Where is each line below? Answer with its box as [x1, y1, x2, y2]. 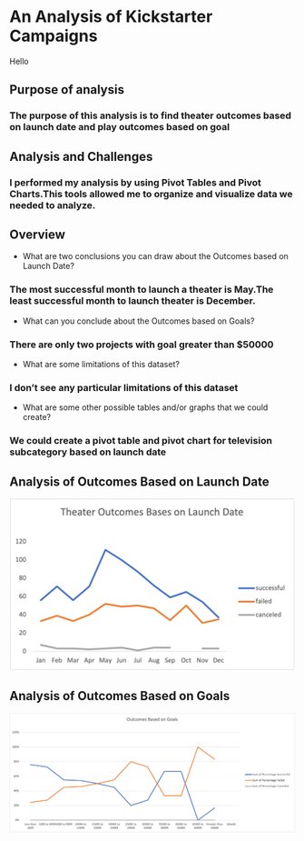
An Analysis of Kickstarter [9, 6, 213, 27]
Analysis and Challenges [9, 148, 153, 165]
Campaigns [9, 25, 98, 46]
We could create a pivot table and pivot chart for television [9, 435, 272, 447]
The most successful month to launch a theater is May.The [9, 284, 274, 296]
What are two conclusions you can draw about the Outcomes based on [22, 251, 289, 262]
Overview [9, 226, 66, 242]
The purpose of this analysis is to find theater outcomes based [9, 109, 292, 122]
